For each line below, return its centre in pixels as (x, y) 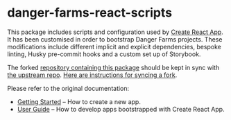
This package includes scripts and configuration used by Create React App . (115, 32)
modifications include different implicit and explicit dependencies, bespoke (114, 46)
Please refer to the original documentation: (68, 88)
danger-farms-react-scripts (89, 13)
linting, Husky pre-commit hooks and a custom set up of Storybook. (104, 54)
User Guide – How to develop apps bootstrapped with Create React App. (121, 109)
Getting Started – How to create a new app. (79, 101)
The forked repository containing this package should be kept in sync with (113, 67)
